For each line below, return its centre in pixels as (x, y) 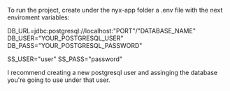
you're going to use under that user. (59, 80)
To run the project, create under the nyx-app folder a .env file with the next (115, 10)
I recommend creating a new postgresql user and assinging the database (113, 73)
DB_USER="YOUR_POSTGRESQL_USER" (65, 38)
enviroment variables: (38, 17)
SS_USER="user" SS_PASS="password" (65, 59)
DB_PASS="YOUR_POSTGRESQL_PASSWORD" (75, 45)
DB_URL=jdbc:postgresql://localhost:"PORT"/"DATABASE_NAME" (101, 31)
